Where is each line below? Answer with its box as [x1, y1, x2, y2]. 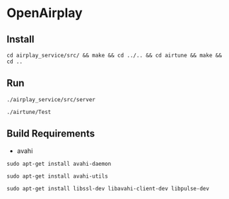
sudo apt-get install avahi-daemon [6, 160, 112, 167]
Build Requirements [6, 127, 95, 140]
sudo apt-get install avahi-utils [6, 172, 109, 180]
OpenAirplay [6, 5, 83, 21]
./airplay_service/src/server [6, 96, 96, 103]
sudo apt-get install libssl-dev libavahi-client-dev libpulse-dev [6, 185, 210, 192]
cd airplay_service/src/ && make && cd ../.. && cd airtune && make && [6, 52, 222, 59]
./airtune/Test [6, 108, 52, 115]
